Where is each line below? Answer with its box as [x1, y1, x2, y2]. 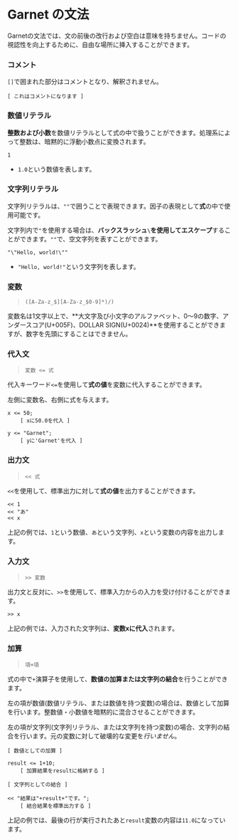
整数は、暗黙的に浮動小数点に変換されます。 [19, 137, 150, 146]
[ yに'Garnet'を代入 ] [20, 437, 83, 445]
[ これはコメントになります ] [7, 93, 84, 100]
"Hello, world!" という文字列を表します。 [17, 262, 140, 271]
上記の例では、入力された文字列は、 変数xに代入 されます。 [7, 624, 179, 633]
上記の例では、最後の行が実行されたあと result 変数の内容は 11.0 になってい [7, 816, 226, 824]
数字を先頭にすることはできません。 [26, 330, 132, 338]
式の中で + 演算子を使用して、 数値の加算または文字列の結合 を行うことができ [7, 675, 229, 683]
